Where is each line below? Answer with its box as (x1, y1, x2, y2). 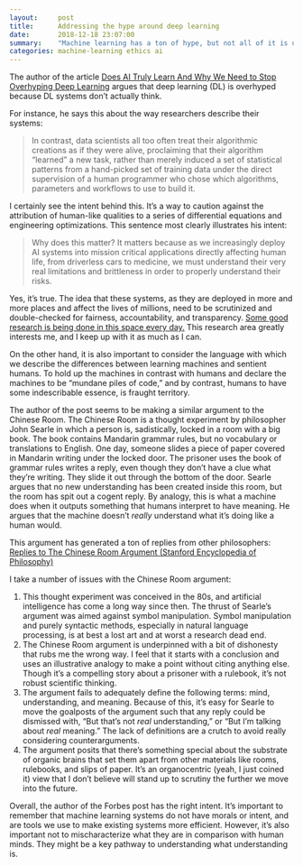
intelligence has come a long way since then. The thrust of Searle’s (22, 601, 272, 612)
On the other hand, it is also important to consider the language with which (9, 349, 287, 360)
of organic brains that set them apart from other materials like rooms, (22, 754, 280, 765)
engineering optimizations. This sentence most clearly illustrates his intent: (9, 220, 288, 231)
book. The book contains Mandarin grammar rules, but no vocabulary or (9, 434, 278, 445)
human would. (9, 520, 62, 530)
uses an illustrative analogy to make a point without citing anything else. (22, 659, 290, 669)
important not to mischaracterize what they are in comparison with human (9, 829, 284, 840)
